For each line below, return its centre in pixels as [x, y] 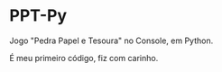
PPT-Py [38, 16]
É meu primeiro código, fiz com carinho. [84, 58]
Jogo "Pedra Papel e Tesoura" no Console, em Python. [111, 40]
